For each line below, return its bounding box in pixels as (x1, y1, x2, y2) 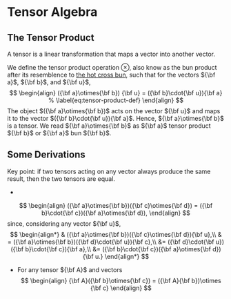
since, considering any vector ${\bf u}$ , (7, 219, 121, 228)
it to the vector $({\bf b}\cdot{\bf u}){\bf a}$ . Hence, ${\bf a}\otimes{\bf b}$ (7, 115, 224, 122)
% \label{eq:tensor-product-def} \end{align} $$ (48, 96, 184, 104)
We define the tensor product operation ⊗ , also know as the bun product (7, 64, 217, 71)
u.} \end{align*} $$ (95, 252, 150, 260)
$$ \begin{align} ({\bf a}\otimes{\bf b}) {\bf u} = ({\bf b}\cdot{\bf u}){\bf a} (9, 89, 223, 97)
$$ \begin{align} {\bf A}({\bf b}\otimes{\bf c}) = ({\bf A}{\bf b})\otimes (20, 276, 222, 284)
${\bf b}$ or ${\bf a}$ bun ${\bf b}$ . (7, 129, 112, 137)
